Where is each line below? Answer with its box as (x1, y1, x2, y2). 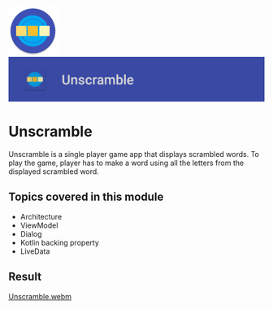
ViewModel (19, 220, 58, 230)
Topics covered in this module (8, 190, 164, 204)
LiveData (19, 246, 50, 256)
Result (8, 270, 42, 284)
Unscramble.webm (8, 291, 71, 301)
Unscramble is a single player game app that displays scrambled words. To (8, 149, 260, 159)
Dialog (19, 228, 42, 238)
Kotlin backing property (19, 237, 100, 247)
